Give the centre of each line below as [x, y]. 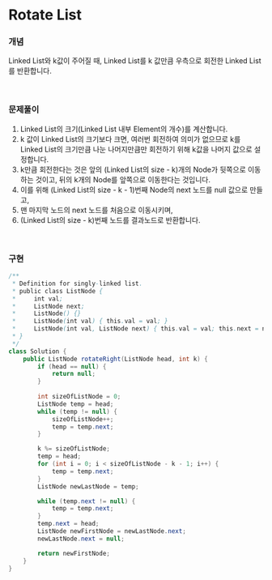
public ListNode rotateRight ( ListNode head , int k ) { [115, 359]
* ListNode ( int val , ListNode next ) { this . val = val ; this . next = [135, 329]
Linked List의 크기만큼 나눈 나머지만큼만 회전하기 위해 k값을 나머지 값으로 [136, 149]
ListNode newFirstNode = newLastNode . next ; [112, 531]
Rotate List [45, 15]
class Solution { [38, 351]
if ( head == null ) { [72, 366]
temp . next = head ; [68, 524]
